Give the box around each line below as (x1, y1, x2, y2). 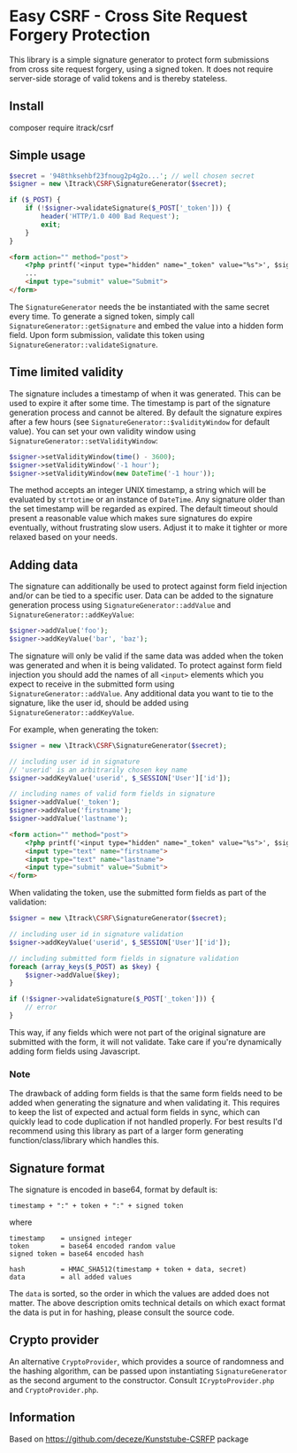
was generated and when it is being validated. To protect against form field (9, 659, 283, 670)
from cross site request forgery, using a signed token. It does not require (9, 64, 274, 74)
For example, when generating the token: (9, 724, 159, 734)
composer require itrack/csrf (9, 122, 114, 133)
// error (25, 1003, 57, 1012)
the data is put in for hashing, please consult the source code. (9, 1307, 235, 1318)
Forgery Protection (9, 25, 150, 45)
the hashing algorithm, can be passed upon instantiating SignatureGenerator (9, 1365, 287, 1376)
